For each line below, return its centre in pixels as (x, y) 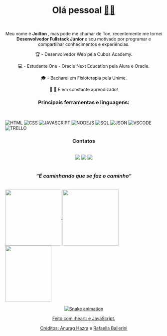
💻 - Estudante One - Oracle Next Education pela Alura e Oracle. (84, 66)
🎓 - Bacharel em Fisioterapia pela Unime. (84, 78)
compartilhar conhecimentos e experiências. (84, 44)
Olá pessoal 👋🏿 (84, 10)
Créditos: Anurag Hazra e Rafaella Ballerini (84, 328)
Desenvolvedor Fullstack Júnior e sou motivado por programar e (84, 39)
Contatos (84, 141)
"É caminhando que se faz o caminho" (84, 176)
